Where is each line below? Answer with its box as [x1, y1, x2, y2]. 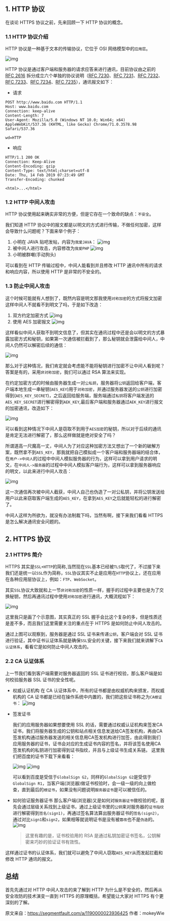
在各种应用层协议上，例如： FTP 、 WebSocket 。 [5, 576, 99, 582]
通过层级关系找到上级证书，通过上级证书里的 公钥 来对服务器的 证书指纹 [21, 803, 164, 809]
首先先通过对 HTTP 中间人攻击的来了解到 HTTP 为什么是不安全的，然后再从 [5, 887, 163, 893]
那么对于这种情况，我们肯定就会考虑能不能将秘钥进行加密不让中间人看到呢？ [5, 362, 165, 369]
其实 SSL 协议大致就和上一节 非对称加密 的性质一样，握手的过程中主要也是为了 [5, 587, 159, 593]
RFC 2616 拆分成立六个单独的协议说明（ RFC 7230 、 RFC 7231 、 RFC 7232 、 [5, 72, 163, 79]
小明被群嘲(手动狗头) [12, 251, 57, 257]
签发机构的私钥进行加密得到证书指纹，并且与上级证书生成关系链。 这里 [12, 747, 160, 753]
